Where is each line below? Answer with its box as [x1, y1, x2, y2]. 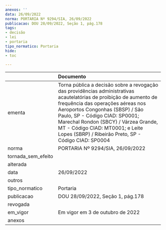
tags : [5, 26, 16, 31]
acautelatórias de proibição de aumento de [58, 94, 158, 101]
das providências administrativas [58, 88, 134, 95]
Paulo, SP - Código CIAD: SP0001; [58, 112, 139, 119]
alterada [7, 161, 27, 168]
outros [7, 177, 23, 184]
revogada [7, 201, 30, 208]
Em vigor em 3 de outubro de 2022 [58, 209, 140, 216]
